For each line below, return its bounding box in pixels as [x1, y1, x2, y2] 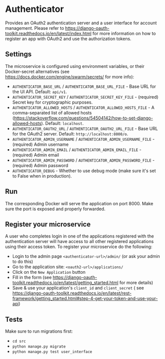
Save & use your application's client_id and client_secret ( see [12, 285, 144, 291]
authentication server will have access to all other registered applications [5, 239, 154, 244]
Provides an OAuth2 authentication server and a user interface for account [5, 20, 157, 26]
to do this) [12, 259, 34, 265]
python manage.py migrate [12, 344, 66, 349]
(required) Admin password [12, 162, 68, 168]
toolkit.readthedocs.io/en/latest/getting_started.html [12, 280, 119, 286]
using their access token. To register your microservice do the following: [5, 244, 153, 250]
